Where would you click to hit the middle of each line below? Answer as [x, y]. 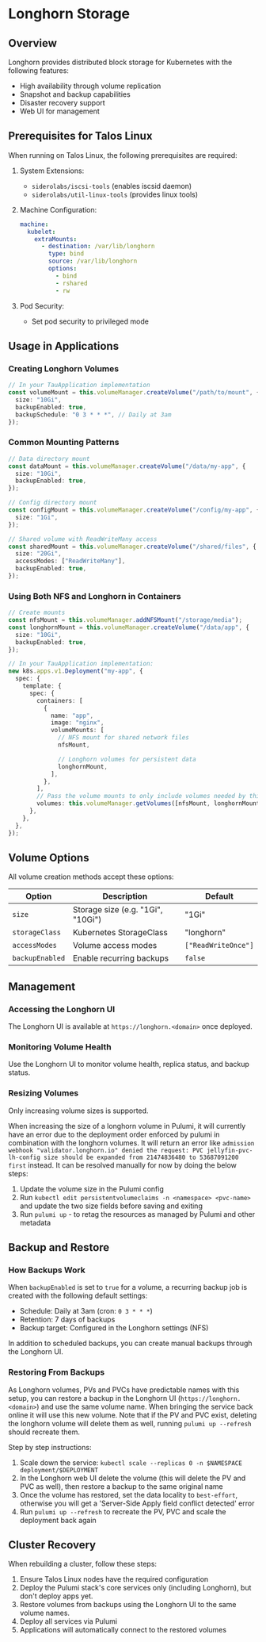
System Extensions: [52, 171]
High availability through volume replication [90, 86]
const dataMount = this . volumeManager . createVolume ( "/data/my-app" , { [127, 466]
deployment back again [58, 1520]
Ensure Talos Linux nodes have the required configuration [114, 1579]
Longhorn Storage [69, 14]
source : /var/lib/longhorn [93, 261]
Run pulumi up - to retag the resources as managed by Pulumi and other [137, 1214]
